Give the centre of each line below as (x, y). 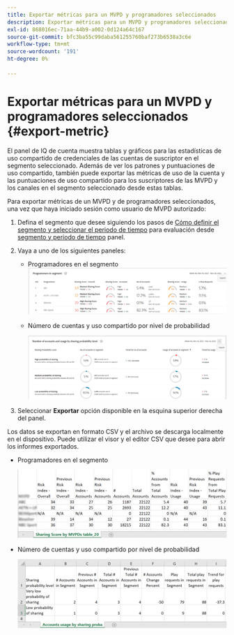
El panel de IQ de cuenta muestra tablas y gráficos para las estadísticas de (114, 151)
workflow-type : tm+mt (39, 44)
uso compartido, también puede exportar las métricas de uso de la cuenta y (116, 173)
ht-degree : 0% (28, 59)
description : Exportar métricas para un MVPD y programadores (99, 22)
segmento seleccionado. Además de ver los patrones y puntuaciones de (111, 165)
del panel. (32, 418)
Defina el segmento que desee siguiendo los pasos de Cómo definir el (118, 222)
